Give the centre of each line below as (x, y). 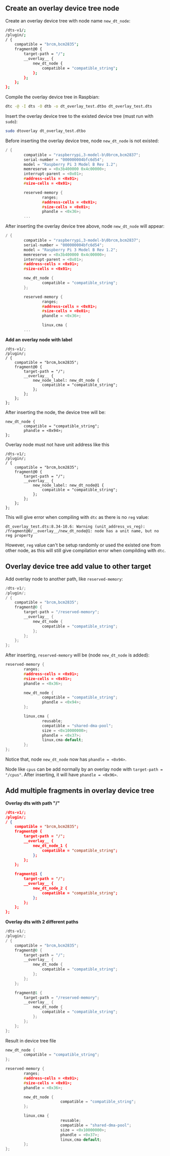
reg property (19, 535)
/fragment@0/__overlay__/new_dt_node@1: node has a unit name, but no (82, 531)
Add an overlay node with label (39, 339)
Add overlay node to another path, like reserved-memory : (64, 579)
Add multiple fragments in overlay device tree (80, 791)
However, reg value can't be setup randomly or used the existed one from (83, 545)
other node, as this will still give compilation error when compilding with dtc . (86, 550)
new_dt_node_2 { (50, 888)
